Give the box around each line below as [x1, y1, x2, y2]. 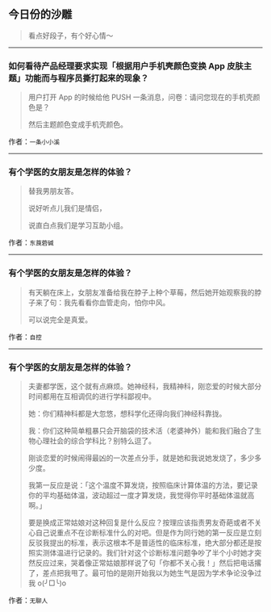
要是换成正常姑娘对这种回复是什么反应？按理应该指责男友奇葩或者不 [27, 518, 255, 527]
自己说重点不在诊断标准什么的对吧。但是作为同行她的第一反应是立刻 [35, 528, 262, 537]
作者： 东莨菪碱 [8, 237, 54, 248]
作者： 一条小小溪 [8, 136, 60, 147]
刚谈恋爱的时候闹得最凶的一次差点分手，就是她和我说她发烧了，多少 [27, 453, 255, 463]
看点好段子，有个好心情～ [27, 31, 114, 40]
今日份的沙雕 [8, 7, 73, 22]
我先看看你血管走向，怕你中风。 [63, 297, 170, 307]
